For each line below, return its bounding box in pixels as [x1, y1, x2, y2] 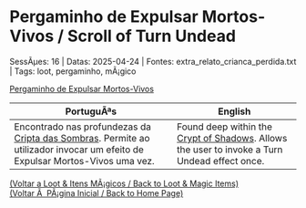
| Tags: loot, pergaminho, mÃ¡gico [9, 66, 137, 77]
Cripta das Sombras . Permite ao [14, 131, 150, 144]
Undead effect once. [176, 154, 265, 167]
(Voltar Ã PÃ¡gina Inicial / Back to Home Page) [9, 187, 184, 198]
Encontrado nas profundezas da [14, 120, 152, 133]
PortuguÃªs [65, 105, 117, 118]
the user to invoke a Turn [176, 143, 283, 156]
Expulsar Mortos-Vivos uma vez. [14, 154, 155, 167]
